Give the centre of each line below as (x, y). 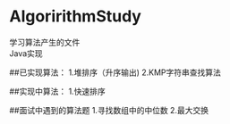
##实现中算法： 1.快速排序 (57, 91)
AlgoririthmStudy (75, 17)
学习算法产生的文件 (45, 42)
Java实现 (26, 53)
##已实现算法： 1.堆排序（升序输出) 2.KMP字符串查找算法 (115, 72)
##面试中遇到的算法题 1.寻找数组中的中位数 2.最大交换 (109, 110)
